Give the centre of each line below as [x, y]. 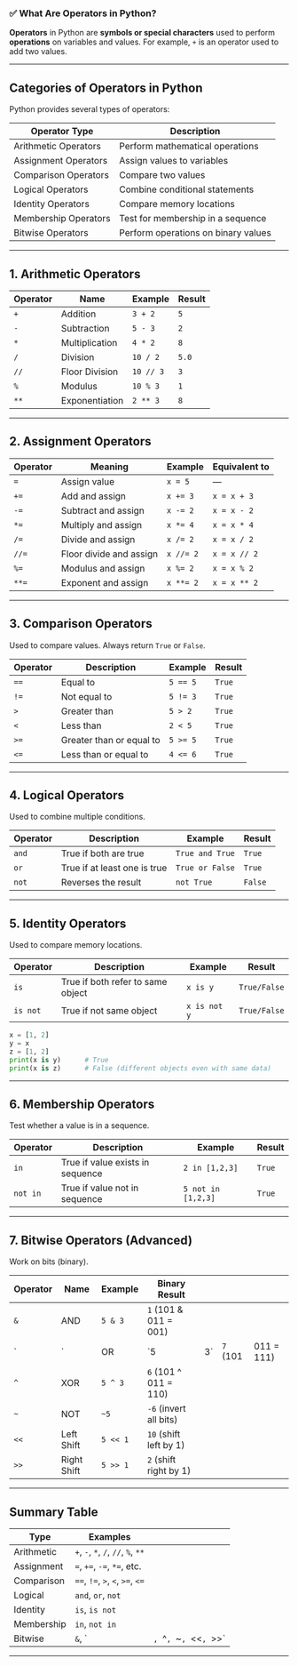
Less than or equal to [105, 754]
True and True [205, 853]
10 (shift [164, 1434]
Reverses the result [101, 883]
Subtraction [85, 328]
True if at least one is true [114, 868]
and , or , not [98, 1595]
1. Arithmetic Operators [75, 274]
